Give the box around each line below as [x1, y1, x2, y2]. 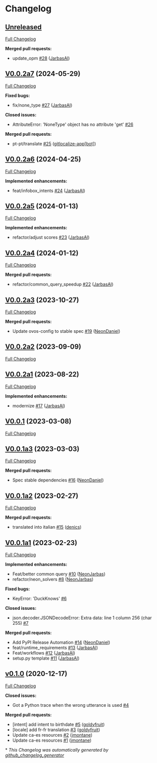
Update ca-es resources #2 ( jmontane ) [12, 732, 93, 738]
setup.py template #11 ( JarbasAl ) [12, 655, 79, 661]
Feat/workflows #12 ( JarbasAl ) [12, 650, 76, 656]
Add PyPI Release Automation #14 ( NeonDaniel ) [12, 639, 110, 645]
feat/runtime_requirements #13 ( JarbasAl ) [12, 645, 98, 651]
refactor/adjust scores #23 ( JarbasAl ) [12, 234, 90, 240]
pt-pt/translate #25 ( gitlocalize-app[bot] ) [12, 140, 96, 147]
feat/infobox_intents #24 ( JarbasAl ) [12, 188, 85, 193]
